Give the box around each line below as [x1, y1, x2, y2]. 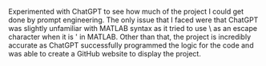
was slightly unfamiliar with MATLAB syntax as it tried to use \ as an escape [8, 24, 258, 33]
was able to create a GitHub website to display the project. [8, 49, 202, 58]
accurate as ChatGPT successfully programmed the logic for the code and [8, 41, 254, 50]
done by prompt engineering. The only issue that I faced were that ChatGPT [8, 15, 259, 25]
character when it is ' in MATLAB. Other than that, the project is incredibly [8, 32, 252, 41]
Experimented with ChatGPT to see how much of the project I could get [8, 7, 244, 16]
